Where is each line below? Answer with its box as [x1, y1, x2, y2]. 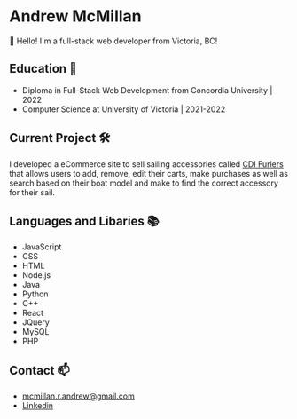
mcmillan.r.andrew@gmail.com [21, 391, 135, 401]
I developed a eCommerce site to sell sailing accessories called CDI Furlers [9, 158, 284, 170]
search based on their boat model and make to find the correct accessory [9, 178, 279, 188]
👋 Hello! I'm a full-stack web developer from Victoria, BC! [9, 36, 218, 46]
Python [21, 289, 49, 299]
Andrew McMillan [9, 6, 142, 27]
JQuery [21, 317, 51, 328]
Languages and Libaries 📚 [9, 213, 160, 228]
